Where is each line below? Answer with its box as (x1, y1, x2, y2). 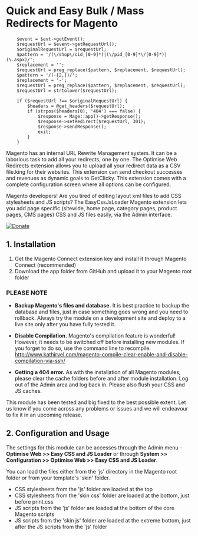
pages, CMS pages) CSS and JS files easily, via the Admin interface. (6, 211, 172, 218)
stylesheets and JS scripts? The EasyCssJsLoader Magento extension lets (6, 198, 187, 206)
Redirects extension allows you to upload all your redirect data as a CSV (6, 162, 181, 169)
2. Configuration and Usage (6, 428, 110, 438)
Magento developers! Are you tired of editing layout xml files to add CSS (6, 192, 181, 199)
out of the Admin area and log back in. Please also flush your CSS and (14, 381, 186, 388)
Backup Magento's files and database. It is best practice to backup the (14, 302, 190, 309)
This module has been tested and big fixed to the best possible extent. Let (6, 399, 186, 406)
